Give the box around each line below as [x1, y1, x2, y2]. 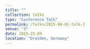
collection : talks [5, 12, 44, 17]
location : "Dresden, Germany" [5, 36, 70, 41]
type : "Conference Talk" [5, 17, 58, 22]
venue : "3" [5, 27, 28, 32]
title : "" [5, 7, 26, 13]
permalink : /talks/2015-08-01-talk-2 [5, 21, 85, 27]
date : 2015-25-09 [5, 31, 42, 36]
